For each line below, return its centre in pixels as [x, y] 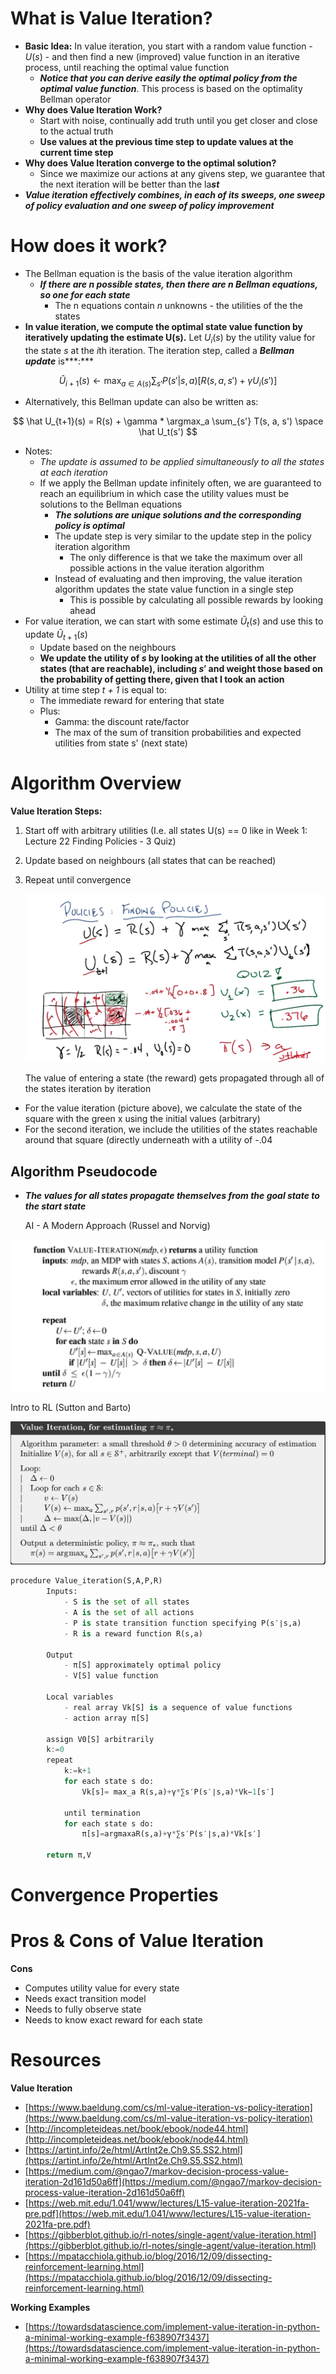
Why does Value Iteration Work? [93, 109]
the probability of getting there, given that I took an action [162, 679]
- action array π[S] [106, 1718]
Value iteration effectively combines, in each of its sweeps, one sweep [174, 194]
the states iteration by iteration [88, 1089]
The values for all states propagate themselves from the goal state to [172, 1195]
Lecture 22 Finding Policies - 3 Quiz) [100, 841]
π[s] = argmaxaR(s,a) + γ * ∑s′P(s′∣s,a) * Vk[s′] [171, 1834]
